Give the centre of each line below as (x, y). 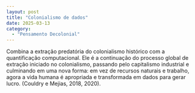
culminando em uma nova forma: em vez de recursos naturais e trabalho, (98, 71)
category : (19, 29)
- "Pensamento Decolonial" (46, 34)
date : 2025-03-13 (28, 23)
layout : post (23, 12)
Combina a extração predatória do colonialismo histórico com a (86, 51)
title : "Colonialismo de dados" (47, 18)
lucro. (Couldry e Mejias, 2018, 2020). (54, 84)
